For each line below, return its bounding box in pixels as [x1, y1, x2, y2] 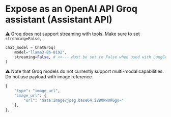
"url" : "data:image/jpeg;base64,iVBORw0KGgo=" [23, 98, 124, 103]
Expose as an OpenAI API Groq [5, 3, 137, 15]
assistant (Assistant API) [5, 14, 113, 25]
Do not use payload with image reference [5, 74, 92, 80]
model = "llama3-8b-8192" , [14, 49, 67, 55]
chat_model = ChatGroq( [5, 45, 56, 50]
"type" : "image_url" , [14, 89, 60, 94]
